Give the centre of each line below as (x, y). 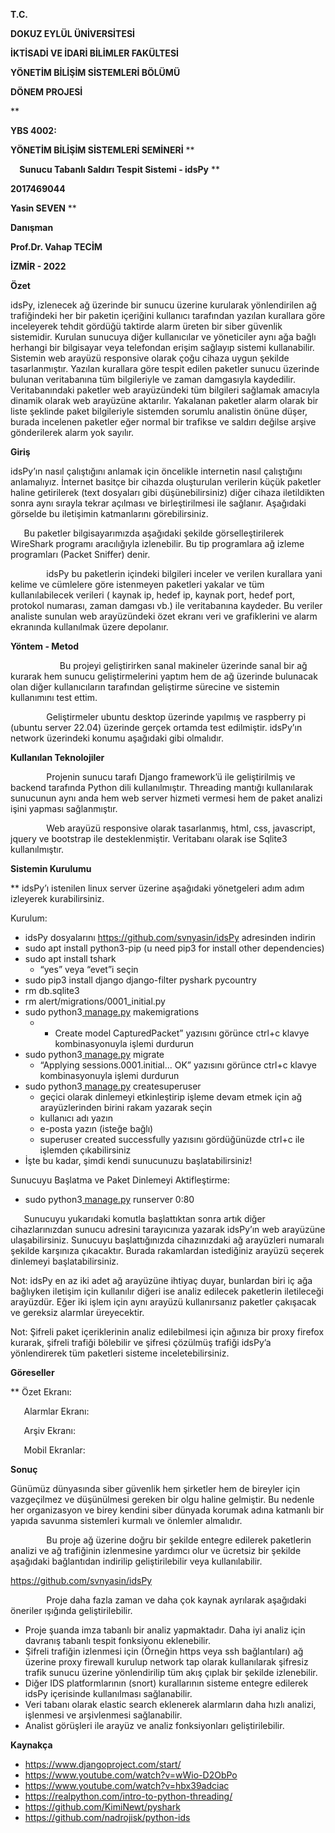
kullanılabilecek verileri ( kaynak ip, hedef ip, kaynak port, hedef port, (153, 595)
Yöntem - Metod (45, 646)
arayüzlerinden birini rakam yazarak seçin (126, 1107)
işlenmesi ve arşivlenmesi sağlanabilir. (103, 1715)
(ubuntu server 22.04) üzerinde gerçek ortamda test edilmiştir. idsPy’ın (156, 727)
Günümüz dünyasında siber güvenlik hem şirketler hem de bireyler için (155, 1488)
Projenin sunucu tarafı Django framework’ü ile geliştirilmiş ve (171, 777)
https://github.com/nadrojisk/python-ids (107, 1817)
